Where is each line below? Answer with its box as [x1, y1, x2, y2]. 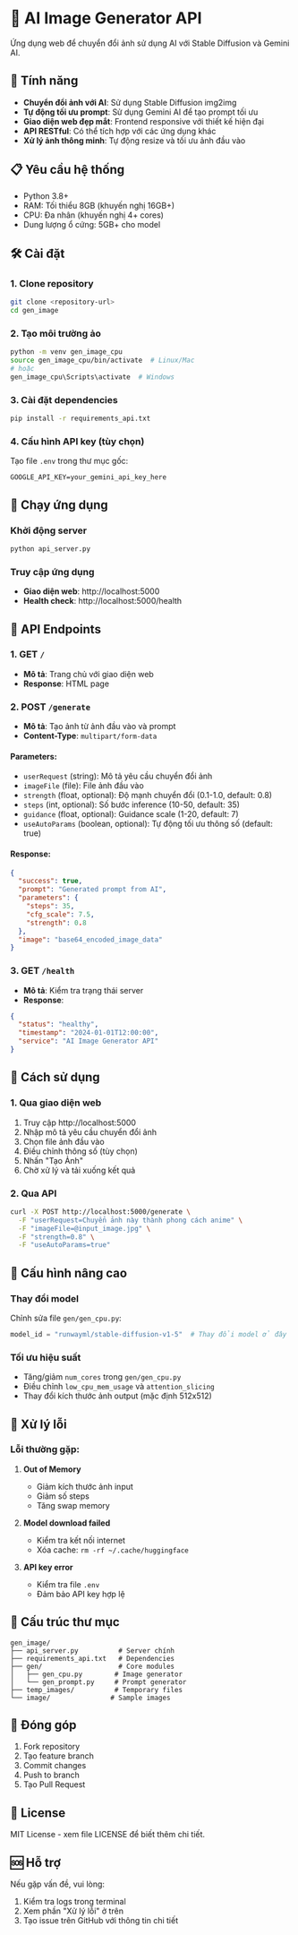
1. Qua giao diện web [10, 1096, 102, 1109]
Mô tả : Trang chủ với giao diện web [22, 668, 155, 679]
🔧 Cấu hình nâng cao [10, 1265, 128, 1280]
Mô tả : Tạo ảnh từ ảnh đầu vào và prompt [22, 721, 176, 732]
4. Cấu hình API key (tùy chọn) [10, 434, 145, 447]
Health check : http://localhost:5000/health [22, 596, 183, 606]
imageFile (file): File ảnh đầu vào [22, 780, 144, 791]
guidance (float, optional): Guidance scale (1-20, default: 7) [22, 809, 240, 820]
